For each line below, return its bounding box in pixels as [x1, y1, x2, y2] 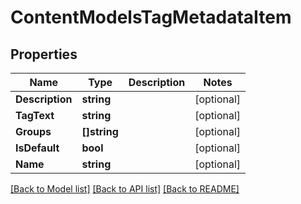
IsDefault [15, 141, 60, 155]
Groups [15, 125, 52, 138]
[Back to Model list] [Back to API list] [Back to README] [10, 183, 240, 195]
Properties [10, 46, 78, 63]
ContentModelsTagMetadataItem [10, 6, 292, 29]
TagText [15, 109, 55, 122]
